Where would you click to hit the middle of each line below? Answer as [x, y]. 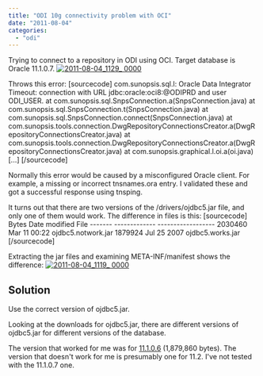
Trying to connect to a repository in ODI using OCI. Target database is [122, 60]
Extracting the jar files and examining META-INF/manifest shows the [120, 257]
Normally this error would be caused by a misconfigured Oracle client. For [129, 175]
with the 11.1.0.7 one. [42, 365]
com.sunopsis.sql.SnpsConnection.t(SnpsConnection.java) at [108, 109]
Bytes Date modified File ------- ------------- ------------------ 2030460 [128, 224]
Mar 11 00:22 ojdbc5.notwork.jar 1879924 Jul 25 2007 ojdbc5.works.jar [124, 233]
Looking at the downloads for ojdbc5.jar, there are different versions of [124, 324]
